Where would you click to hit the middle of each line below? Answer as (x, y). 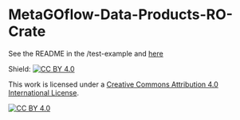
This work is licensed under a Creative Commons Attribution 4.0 (114, 84)
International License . (44, 92)
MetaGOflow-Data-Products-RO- (121, 15)
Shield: (20, 68)
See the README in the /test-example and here (86, 53)
